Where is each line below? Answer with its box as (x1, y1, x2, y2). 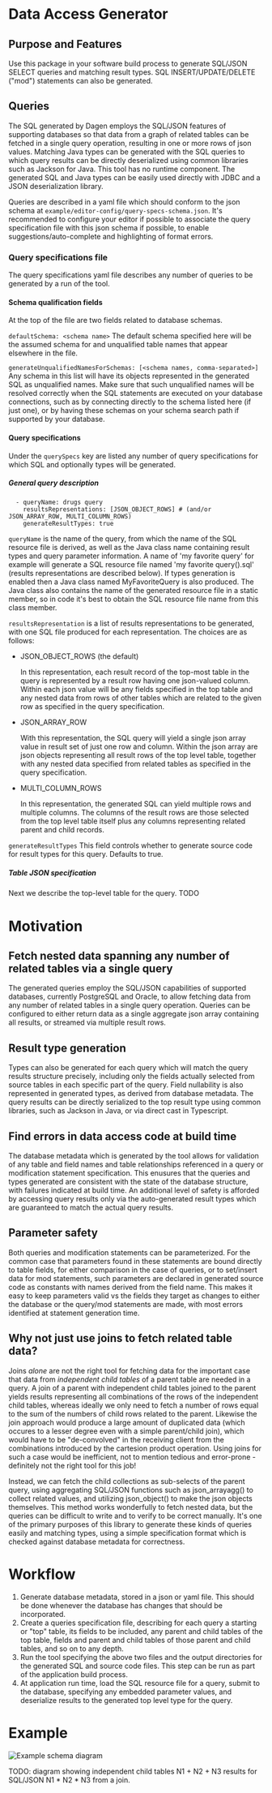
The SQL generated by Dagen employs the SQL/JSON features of (8, 121, 227, 131)
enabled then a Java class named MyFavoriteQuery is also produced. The (8, 577, 255, 587)
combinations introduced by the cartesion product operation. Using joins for (8, 1443, 261, 1453)
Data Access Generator (8, 5, 168, 24)
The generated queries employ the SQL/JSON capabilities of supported (8, 983, 247, 993)
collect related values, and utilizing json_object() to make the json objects (8, 1494, 253, 1503)
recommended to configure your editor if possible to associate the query (8, 214, 251, 224)
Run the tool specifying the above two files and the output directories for (19, 1652, 263, 1662)
